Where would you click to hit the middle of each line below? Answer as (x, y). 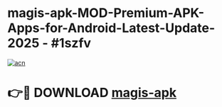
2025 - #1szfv (49, 43)
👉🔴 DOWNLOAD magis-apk (92, 93)
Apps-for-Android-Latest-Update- (111, 28)
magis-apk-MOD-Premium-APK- (106, 13)
